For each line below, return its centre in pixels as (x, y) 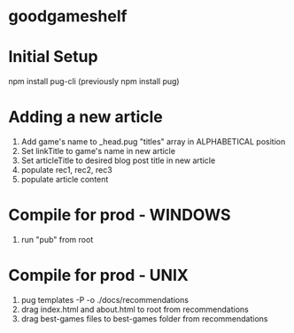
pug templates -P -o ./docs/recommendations (105, 299)
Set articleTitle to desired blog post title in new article (118, 160)
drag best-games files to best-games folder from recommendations (144, 318)
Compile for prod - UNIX (99, 275)
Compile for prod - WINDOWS (120, 215)
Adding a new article (85, 117)
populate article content (65, 180)
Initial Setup (53, 57)
